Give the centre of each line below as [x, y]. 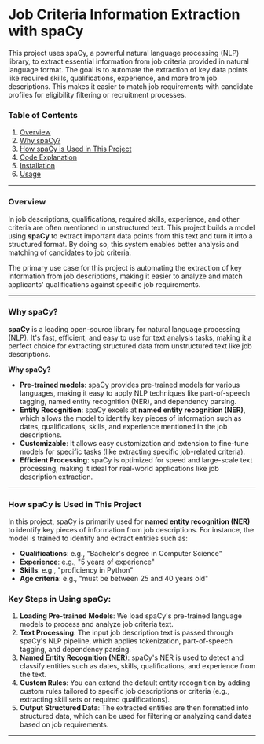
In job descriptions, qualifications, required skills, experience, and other [124, 219]
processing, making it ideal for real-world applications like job [119, 468]
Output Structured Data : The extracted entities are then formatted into [134, 708]
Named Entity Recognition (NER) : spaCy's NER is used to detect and [132, 657]
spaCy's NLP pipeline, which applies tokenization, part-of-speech [126, 641]
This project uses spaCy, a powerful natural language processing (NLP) [124, 53]
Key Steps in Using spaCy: [60, 599]
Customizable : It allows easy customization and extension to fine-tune [134, 443]
